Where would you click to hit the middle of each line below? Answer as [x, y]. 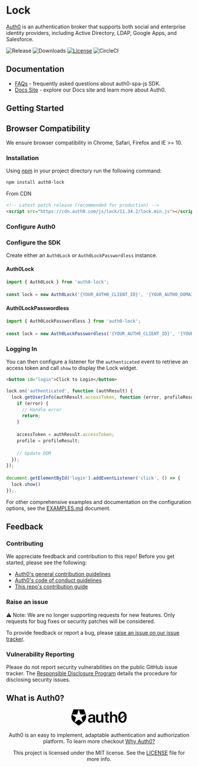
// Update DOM [34, 453]
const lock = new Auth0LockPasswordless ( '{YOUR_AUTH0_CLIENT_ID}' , [91, 334]
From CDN [19, 194]
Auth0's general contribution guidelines [62, 574]
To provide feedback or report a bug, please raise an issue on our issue [93, 632]
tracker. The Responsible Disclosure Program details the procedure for [92, 674]
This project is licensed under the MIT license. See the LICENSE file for [99, 753]
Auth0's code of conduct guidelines [58, 580]
